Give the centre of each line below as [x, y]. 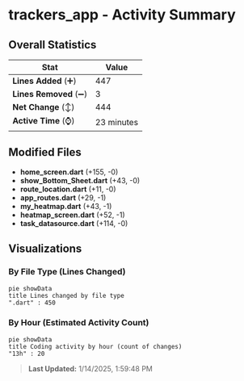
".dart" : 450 [32, 303]
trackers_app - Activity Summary [122, 15]
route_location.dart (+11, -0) [68, 189]
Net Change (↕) [44, 107]
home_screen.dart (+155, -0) [69, 172]
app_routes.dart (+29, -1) [63, 197]
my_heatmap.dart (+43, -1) [66, 206]
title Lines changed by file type [67, 295]
